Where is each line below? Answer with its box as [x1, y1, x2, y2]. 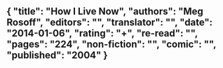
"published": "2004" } [6, 49, 108, 62]
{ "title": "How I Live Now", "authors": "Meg [6, 6, 204, 18]
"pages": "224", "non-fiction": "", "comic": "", [6, 39, 217, 50]
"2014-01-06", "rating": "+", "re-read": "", [6, 27, 198, 39]
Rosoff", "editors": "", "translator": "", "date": [6, 17, 213, 29]
